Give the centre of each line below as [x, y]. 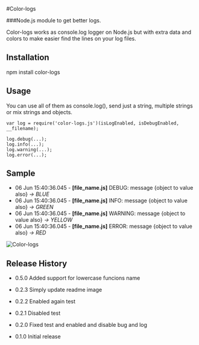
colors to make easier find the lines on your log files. [71, 38]
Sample [21, 174]
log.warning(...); [29, 150]
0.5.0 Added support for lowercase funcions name [77, 278]
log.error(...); [27, 155]
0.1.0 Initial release [38, 337]
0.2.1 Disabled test [38, 313]
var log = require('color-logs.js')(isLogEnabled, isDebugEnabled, [93, 123]
